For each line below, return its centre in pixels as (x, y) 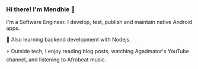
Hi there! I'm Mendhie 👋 (41, 9)
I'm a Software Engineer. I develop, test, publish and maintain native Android (99, 22)
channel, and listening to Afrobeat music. (56, 60)
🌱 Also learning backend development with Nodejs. (69, 40)
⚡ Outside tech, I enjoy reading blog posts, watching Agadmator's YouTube (98, 51)
